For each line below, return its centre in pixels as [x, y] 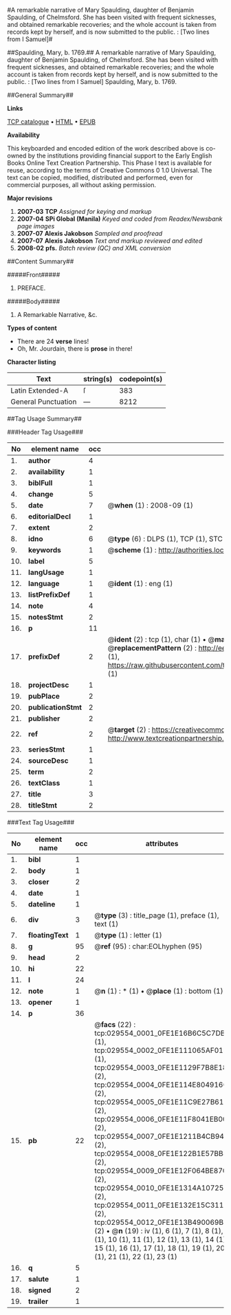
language [44, 584]
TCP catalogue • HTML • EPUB [52, 122]
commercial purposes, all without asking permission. [82, 185]
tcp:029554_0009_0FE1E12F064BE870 [161, 1171]
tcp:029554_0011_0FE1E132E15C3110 [161, 1205]
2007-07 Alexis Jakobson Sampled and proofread [90, 233]
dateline [42, 904]
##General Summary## [40, 95]
